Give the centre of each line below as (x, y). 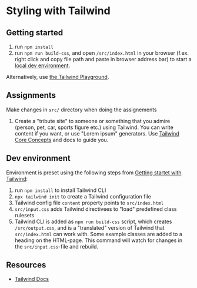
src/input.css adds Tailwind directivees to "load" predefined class (96, 209)
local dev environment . (42, 65)
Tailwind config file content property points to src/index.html (89, 203)
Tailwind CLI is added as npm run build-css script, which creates (93, 221)
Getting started (35, 33)
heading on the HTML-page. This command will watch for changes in (98, 240)
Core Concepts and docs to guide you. (61, 140)
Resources (26, 265)
